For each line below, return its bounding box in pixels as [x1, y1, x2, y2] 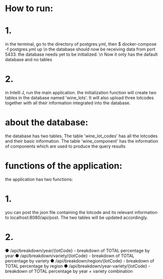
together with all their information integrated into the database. [5, 100, 131, 106]
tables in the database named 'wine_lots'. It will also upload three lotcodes [5, 95, 154, 101]
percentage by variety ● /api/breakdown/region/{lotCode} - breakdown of [5, 258, 154, 263]
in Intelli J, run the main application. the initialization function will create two [5, 90, 157, 96]
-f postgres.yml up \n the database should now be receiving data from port [5, 47, 156, 52]
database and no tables [5, 57, 53, 63]
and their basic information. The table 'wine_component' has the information [5, 138, 158, 144]
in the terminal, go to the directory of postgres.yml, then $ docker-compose [5, 41, 157, 47]
